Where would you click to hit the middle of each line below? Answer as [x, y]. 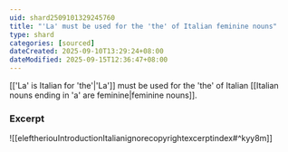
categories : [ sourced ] [52, 43]
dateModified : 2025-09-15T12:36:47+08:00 [89, 60]
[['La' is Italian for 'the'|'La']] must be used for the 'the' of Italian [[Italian [144, 85]
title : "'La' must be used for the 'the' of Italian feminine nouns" [144, 26]
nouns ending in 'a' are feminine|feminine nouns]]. [103, 95]
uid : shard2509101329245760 [62, 18]
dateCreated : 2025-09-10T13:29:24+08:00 [87, 52]
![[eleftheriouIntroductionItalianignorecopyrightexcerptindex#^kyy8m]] [141, 138]
